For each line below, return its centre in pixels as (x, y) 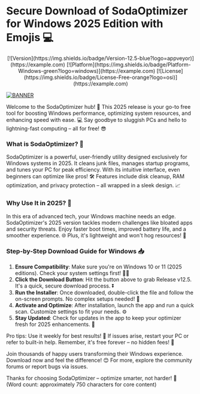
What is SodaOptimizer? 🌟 (45, 143)
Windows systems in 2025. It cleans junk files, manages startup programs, (98, 163)
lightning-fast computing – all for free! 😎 (56, 128)
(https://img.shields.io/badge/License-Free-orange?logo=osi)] (101, 77)
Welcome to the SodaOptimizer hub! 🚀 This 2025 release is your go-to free (99, 106)
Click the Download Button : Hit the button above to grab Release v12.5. (103, 279)
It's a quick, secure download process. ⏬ (65, 286)
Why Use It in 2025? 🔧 (39, 203)
